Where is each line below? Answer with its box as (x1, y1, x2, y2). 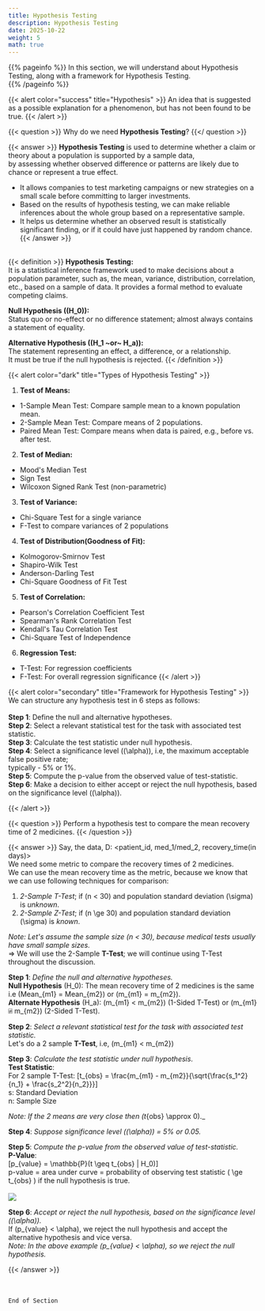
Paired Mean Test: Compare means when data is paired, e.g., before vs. (19, 426, 254, 436)
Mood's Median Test (19, 465, 87, 475)
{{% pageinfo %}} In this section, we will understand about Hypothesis (8, 63, 239, 72)
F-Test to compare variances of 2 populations (19, 521, 168, 531)
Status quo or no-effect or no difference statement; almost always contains (8, 314, 253, 324)
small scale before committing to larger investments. (19, 191, 191, 201)
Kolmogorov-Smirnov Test (19, 551, 105, 562)
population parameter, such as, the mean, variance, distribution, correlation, (8, 274, 256, 283)
